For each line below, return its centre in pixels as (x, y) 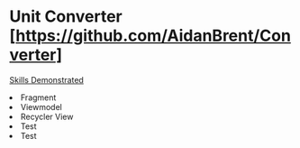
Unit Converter (66, 17)
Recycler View (47, 116)
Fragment (39, 97)
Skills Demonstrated (46, 79)
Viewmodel (42, 106)
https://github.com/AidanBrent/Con (153, 36)
